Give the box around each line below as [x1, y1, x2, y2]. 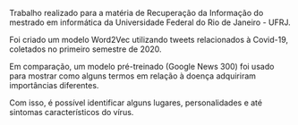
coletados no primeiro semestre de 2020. [9, 44, 163, 54]
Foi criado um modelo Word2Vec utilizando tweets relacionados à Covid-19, [9, 35, 289, 45]
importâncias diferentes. [9, 80, 99, 90]
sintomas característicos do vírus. [9, 107, 134, 117]
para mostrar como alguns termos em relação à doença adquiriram [9, 71, 257, 81]
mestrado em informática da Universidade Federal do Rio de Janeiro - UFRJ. [9, 17, 291, 28]
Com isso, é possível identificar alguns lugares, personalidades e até [9, 97, 262, 108]
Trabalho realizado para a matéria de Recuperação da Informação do [9, 8, 264, 18]
